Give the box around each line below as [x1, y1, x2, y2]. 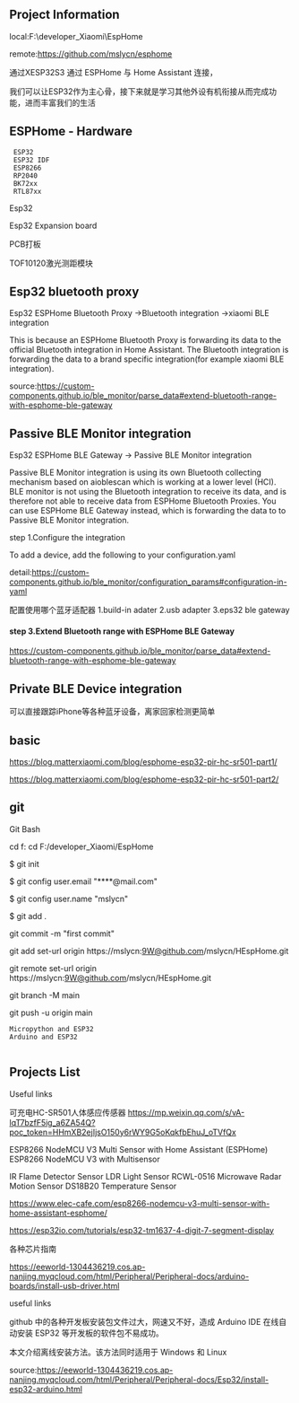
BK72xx [13, 179, 38, 188]
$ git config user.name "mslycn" [9, 893, 128, 904]
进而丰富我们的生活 [24, 97, 96, 108]
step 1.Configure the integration [9, 532, 125, 543]
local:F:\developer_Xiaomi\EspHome [9, 31, 143, 41]
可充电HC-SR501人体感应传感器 [9, 1107, 126, 1118]
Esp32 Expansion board [9, 220, 98, 231]
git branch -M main [9, 989, 81, 1000]
